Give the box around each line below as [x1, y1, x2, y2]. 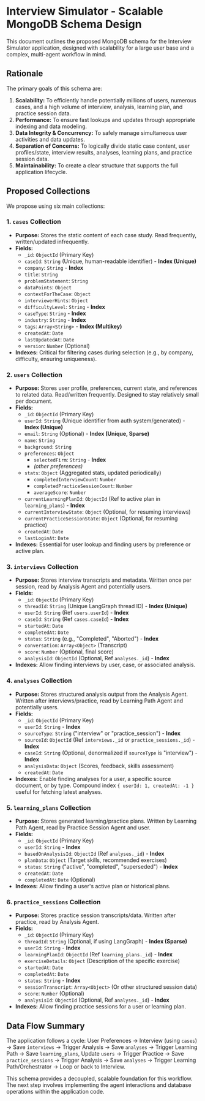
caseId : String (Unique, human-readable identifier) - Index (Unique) [24, 257, 197, 265]
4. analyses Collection [6, 676, 72, 685]
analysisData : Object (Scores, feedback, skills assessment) [24, 762, 174, 769]
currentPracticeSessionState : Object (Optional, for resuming [24, 515, 178, 522]
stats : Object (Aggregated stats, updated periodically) [24, 469, 162, 476]
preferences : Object [24, 449, 75, 457]
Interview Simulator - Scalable [6, 4, 163, 18]
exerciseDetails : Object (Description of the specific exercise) [24, 958, 181, 965]
